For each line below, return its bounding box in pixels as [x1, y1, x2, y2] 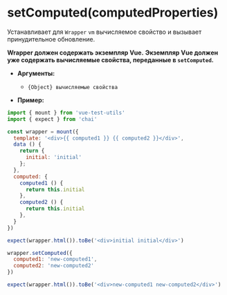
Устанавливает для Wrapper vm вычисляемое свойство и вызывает [7, 28, 202, 36]
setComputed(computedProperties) [7, 5, 219, 21]
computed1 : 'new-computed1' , [13, 256, 98, 263]
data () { [13, 141, 42, 148]
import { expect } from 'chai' [7, 115, 98, 122]
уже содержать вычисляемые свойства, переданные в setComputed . [7, 55, 215, 64]
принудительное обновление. [7, 35, 96, 43]
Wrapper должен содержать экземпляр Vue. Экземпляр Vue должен [7, 48, 219, 57]
